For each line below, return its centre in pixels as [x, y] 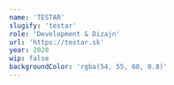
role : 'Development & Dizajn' [65, 34]
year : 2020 [29, 50]
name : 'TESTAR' [37, 17]
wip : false [29, 58]
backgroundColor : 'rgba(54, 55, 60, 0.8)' [88, 67]
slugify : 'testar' [43, 26]
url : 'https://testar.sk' [57, 42]
